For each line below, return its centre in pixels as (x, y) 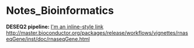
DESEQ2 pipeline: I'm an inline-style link (55, 27)
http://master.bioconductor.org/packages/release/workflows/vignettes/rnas (97, 32)
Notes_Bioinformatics (60, 11)
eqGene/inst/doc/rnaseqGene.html (48, 39)
